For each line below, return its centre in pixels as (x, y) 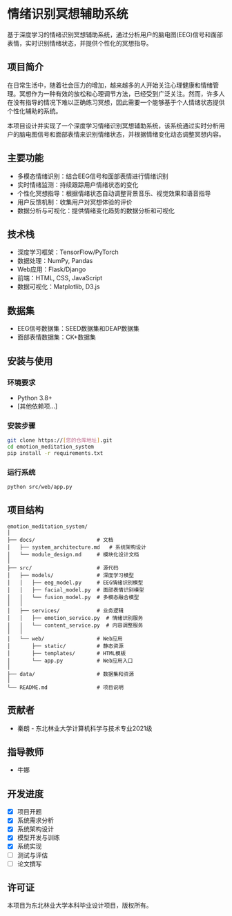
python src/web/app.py (40, 487)
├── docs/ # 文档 (60, 540)
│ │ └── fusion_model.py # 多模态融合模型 (73, 597)
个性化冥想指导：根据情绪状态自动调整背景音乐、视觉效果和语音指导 (114, 193)
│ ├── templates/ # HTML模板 (67, 653)
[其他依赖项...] (37, 406)
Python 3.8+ (35, 398)
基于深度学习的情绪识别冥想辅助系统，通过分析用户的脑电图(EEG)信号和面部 (115, 35)
